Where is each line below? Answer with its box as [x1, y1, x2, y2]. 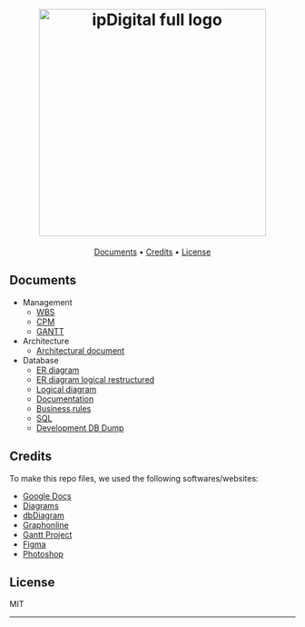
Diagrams [22, 500, 59, 511]
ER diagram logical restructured [35, 373, 155, 384]
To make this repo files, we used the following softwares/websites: [9, 473, 259, 483]
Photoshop [22, 548, 64, 559]
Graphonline [22, 519, 70, 530]
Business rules [35, 403, 92, 413]
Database [22, 354, 59, 365]
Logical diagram [35, 383, 97, 394]
